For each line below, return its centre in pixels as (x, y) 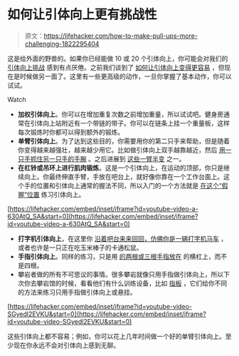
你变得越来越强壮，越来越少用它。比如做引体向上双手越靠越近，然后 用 (121, 150)
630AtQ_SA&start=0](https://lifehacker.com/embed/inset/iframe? (103, 216)
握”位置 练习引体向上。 (51, 194)
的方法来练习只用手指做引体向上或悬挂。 (77, 292)
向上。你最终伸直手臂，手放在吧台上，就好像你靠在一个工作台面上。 (124, 176)
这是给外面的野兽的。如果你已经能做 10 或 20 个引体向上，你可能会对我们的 (118, 59)
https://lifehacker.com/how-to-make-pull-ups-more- (121, 36)
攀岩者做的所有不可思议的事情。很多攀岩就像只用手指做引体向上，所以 (121, 274)
